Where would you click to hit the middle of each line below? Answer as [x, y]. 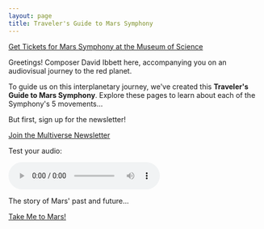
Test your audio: [36, 151]
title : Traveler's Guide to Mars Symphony [81, 23]
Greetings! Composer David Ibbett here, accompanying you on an [118, 62]
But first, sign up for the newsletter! [67, 119]
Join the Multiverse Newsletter [59, 135]
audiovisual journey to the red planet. [70, 70]
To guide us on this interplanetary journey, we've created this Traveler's [128, 87]
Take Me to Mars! [38, 216]
